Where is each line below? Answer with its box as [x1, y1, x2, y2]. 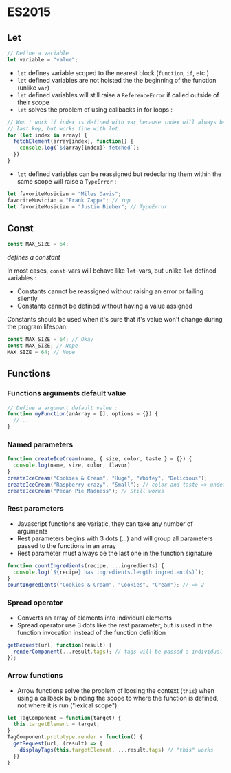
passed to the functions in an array [16, 541, 117, 549]
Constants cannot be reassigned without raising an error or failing [16, 287, 204, 295]
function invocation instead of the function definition [16, 628, 166, 636]
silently [16, 295, 38, 303]
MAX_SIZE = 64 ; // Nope [7, 349, 76, 355]
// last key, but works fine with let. [7, 125, 122, 132]
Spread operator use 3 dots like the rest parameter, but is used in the [16, 620, 212, 629]
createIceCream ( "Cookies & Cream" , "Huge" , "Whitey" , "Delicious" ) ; [7, 474, 208, 482]
